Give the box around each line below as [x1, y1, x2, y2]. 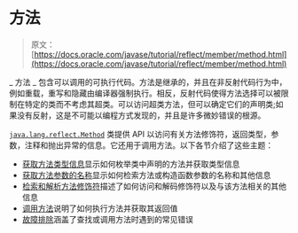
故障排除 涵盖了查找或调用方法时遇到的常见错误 [21, 214, 193, 224]
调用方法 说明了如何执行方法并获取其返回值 [21, 203, 178, 214]
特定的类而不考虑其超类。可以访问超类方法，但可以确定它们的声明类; [24, 98, 277, 109]
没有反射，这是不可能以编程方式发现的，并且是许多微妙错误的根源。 [16, 110, 266, 120]
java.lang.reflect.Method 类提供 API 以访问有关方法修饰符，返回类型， [9, 128, 271, 139]
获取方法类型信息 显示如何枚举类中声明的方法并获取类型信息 [21, 159, 240, 169]
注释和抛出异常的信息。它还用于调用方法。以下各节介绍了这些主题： [24, 139, 273, 151]
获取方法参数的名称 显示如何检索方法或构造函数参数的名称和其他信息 [21, 169, 271, 180]
